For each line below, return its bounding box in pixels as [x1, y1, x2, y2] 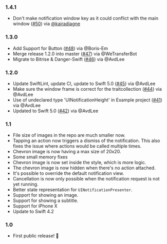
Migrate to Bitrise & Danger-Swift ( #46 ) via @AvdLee [12, 56, 125, 62]
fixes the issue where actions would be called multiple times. [12, 143, 142, 149]
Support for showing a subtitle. [12, 197, 79, 204]
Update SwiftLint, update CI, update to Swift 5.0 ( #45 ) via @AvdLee [12, 80, 156, 87]
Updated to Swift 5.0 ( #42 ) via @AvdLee [12, 108, 99, 114]
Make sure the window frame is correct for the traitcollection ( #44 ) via [12, 86, 162, 92]
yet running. [12, 181, 39, 188]
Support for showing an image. [12, 192, 79, 198]
